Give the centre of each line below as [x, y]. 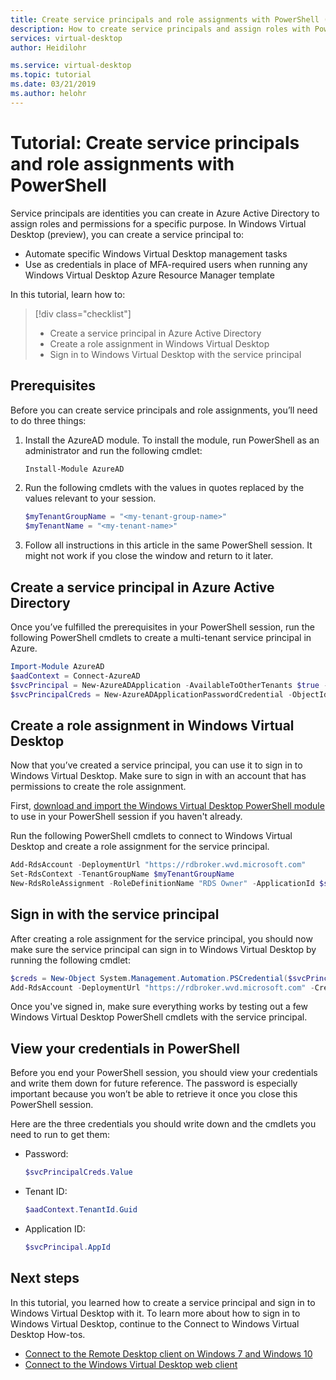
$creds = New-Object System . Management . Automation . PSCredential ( [149, 978]
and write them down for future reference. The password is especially [154, 1083]
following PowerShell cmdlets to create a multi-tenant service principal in [161, 637]
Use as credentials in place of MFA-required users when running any [166, 264]
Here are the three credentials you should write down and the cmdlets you [163, 1124]
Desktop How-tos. [48, 1334]
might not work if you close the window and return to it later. [149, 556]
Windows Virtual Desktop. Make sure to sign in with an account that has [158, 776]
